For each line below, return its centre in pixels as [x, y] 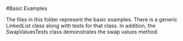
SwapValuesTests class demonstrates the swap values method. [82, 32]
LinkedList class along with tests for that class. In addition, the [81, 26]
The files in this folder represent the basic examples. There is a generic [92, 19]
